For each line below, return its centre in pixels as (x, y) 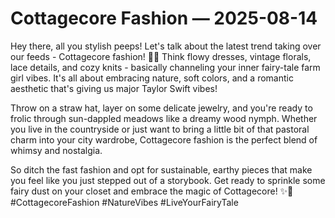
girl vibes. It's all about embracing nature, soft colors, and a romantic (152, 78)
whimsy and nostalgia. (56, 150)
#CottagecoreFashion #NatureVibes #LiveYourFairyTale (124, 202)
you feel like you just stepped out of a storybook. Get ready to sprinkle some (168, 180)
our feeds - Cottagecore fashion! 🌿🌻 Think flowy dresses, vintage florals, (161, 56)
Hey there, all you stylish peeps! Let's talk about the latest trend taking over (166, 46)
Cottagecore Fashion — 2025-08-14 (164, 18)
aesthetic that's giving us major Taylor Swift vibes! (114, 88)
